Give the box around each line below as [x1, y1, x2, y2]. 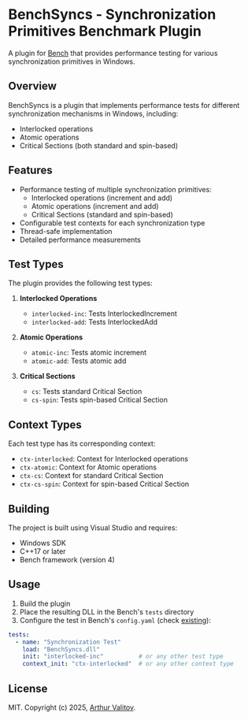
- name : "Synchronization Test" [15, 638, 122, 646]
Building [8, 502, 50, 515]
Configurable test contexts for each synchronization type [19, 218, 205, 228]
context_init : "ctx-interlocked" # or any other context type [22, 660, 235, 668]
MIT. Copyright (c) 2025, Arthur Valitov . [8, 703, 136, 712]
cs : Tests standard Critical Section [31, 387, 143, 396]
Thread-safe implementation [19, 226, 113, 236]
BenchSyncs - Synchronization [8, 6, 217, 24]
